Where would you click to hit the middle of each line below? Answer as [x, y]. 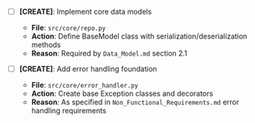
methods [46, 45]
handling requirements [69, 111]
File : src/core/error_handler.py [85, 85]
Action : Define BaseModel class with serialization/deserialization [139, 36]
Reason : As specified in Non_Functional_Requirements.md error [135, 102]
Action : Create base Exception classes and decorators [122, 94]
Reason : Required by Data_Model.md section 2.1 [109, 53]
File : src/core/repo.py [69, 28]
